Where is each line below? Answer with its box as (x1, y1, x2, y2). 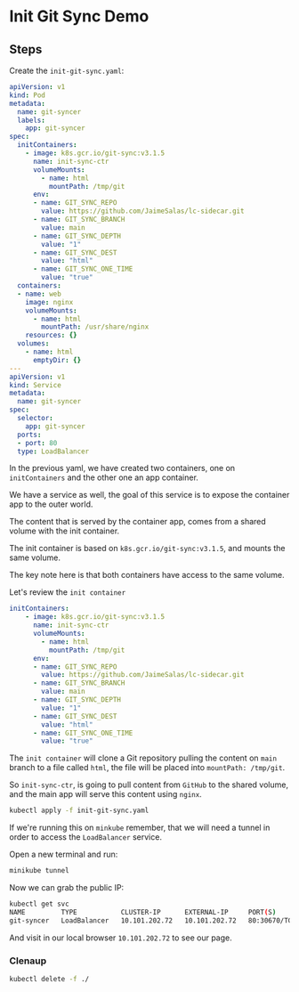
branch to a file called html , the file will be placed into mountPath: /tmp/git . (9, 762, 286, 773)
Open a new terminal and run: (9, 849, 118, 860)
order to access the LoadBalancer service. (9, 832, 163, 842)
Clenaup (9, 955, 47, 967)
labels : (17, 116, 46, 125)
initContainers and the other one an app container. (9, 472, 198, 483)
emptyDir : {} (32, 355, 82, 364)
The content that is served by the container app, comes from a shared (9, 516, 267, 527)
